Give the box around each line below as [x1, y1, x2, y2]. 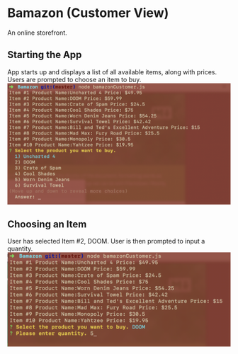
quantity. [7, 244, 33, 253]
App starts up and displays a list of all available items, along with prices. [7, 67, 217, 76]
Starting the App [7, 49, 82, 61]
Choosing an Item [7, 218, 87, 231]
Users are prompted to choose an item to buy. [7, 75, 142, 84]
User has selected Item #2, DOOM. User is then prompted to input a [7, 237, 205, 246]
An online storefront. [7, 28, 67, 37]
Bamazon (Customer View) [7, 5, 169, 21]
